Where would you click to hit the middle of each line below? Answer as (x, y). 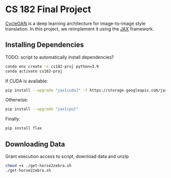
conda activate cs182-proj (34, 71)
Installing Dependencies (45, 45)
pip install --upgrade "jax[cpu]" (42, 109)
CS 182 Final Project (48, 9)
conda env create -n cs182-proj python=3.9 (52, 66)
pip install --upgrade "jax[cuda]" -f (46, 90)
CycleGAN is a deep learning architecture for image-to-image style (76, 23)
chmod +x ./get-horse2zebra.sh (38, 166)
